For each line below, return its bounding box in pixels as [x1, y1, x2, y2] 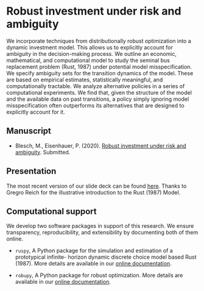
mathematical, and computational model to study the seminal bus [6, 56, 171, 64]
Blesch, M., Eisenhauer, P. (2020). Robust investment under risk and [15, 142, 187, 149]
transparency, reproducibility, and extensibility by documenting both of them [6, 229, 199, 236]
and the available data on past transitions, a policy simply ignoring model [6, 95, 189, 103]
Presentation [6, 166, 57, 177]
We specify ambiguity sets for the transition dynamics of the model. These [6, 69, 194, 77]
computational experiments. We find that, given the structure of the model [6, 89, 192, 96]
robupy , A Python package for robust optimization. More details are [15, 272, 183, 279]
